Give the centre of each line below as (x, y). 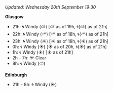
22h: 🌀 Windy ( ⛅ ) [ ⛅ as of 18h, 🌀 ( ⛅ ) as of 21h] (60, 34)
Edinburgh (16, 75)
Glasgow (14, 17)
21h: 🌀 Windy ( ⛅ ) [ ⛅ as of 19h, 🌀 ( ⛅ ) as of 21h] (60, 26)
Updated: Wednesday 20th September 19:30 (51, 7)
